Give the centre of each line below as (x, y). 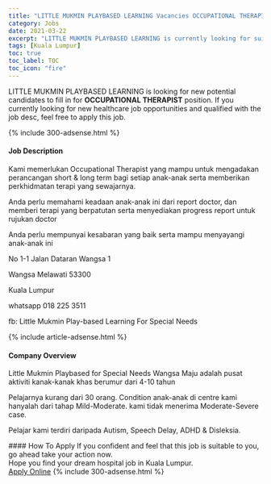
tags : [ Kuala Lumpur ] (45, 46)
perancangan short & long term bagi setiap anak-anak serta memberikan (129, 177)
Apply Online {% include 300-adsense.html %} (86, 472)
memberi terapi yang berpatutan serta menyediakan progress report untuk (132, 210)
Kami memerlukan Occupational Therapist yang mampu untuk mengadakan (134, 169)
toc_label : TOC (34, 61)
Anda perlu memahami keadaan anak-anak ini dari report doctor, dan (123, 202)
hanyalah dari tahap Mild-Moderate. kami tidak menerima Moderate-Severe (134, 406)
